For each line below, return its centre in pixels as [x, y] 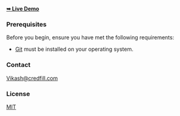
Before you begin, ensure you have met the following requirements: [90, 37]
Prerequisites [26, 24]
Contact [18, 65]
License [18, 94]
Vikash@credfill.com [32, 78]
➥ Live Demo [23, 9]
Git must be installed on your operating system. [74, 49]
